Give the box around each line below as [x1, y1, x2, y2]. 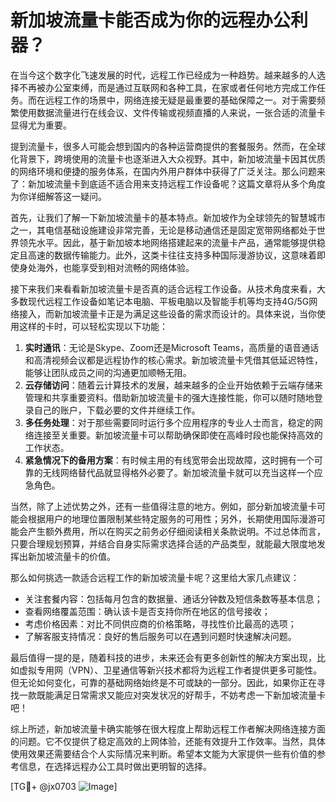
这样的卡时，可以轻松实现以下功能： [18, 320, 168, 332]
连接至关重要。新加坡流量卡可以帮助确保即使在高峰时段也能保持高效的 [33, 429, 323, 441]
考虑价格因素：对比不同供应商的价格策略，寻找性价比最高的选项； [24, 617, 297, 630]
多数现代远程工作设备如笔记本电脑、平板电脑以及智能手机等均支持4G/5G [10, 295, 310, 307]
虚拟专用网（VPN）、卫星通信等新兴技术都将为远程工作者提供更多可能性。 [18, 664, 323, 676]
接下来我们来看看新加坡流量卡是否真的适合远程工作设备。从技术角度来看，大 [10, 282, 326, 295]
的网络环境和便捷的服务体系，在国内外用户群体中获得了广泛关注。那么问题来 [10, 165, 326, 177]
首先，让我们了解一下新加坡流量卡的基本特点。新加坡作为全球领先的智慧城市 [10, 211, 326, 223]
